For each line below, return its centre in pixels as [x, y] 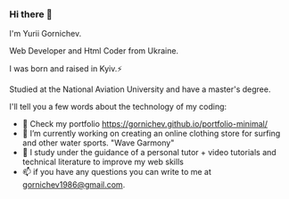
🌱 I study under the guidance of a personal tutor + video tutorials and [149, 153]
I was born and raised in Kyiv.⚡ [66, 69]
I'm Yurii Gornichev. [45, 34]
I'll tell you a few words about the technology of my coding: [118, 107]
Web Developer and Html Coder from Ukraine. [94, 51]
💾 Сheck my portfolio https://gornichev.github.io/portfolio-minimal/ [145, 124]
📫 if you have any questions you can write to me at [117, 172]
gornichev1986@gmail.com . [74, 185]
